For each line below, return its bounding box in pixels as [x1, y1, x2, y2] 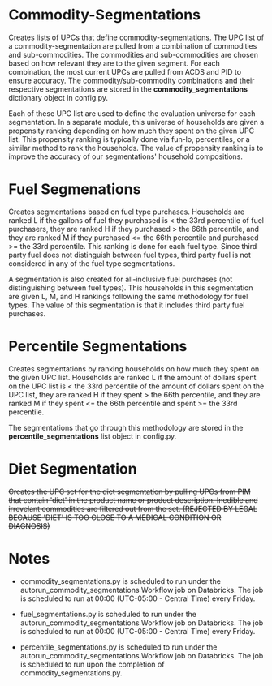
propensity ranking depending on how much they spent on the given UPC [8, 126, 254, 135]
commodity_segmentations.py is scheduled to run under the [19, 576, 222, 585]
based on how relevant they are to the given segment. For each [8, 58, 221, 68]
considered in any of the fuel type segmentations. [8, 258, 175, 268]
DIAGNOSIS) [8, 521, 50, 530]
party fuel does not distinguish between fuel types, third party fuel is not [8, 250, 252, 259]
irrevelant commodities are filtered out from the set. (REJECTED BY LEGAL [8, 504, 258, 513]
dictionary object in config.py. [8, 92, 108, 102]
